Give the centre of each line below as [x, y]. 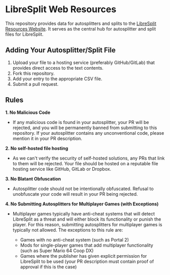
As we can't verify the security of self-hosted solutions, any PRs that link [89, 158]
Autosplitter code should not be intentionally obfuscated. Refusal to [83, 189]
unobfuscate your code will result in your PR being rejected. [75, 194]
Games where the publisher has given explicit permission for [83, 256]
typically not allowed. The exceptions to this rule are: [68, 230]
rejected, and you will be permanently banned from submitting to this [85, 128]
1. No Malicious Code [28, 112]
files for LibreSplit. [24, 34]
